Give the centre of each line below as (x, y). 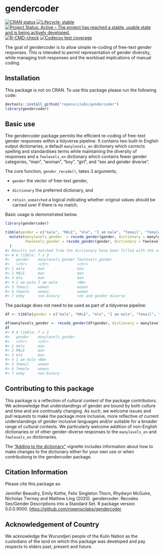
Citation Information (36, 472)
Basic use (20, 124)
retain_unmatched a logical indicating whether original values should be (84, 200)
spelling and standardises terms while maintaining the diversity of (71, 151)
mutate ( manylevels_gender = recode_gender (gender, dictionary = (77, 237)
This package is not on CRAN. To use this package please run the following (81, 90)
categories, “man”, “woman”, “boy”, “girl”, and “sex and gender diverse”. (77, 162)
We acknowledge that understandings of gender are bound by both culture (80, 406)
